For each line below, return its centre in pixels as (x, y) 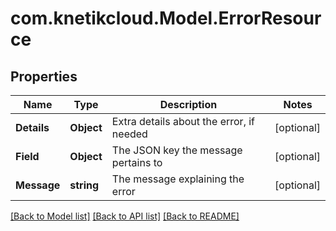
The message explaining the (178, 179)
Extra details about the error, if (183, 121)
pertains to (137, 162)
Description (188, 104)
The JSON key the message (177, 150)
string (84, 185)
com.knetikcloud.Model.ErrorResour (166, 18)
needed (129, 134)
